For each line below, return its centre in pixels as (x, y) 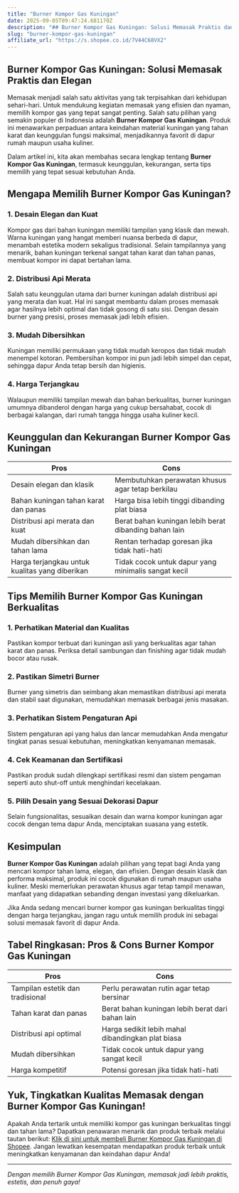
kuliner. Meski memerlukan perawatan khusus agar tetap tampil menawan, (116, 886)
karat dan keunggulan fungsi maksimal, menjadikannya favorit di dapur (111, 135)
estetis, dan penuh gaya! (44, 1182)
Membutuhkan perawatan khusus (171, 480)
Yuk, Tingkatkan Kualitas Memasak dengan (106, 1095)
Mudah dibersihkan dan (51, 541)
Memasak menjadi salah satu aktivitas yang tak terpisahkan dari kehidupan (117, 97)
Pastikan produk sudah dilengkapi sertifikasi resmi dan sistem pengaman (115, 775)
